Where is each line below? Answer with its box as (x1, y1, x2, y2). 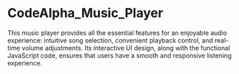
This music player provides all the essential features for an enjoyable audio (7, 28, 227, 37)
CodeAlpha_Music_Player (7, 5, 163, 21)
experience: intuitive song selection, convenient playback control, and (7, 36, 213, 44)
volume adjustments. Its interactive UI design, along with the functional (21, 43, 230, 52)
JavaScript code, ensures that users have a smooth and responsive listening (7, 51, 232, 60)
